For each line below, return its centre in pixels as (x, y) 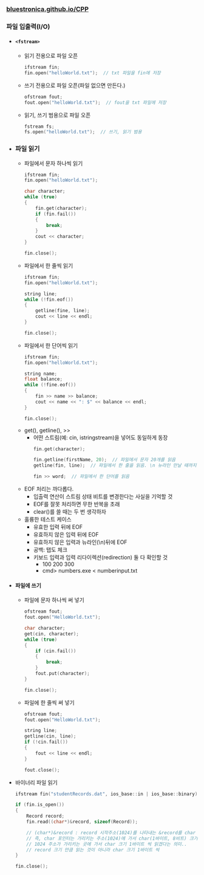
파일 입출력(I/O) (28, 26)
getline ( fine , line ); (63, 311)
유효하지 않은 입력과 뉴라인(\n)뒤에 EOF (80, 542)
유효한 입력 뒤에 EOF (58, 527)
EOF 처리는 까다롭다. (49, 489)
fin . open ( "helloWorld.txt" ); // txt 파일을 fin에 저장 (92, 73)
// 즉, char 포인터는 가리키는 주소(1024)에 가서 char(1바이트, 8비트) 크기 (112, 838)
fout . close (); (42, 770)
